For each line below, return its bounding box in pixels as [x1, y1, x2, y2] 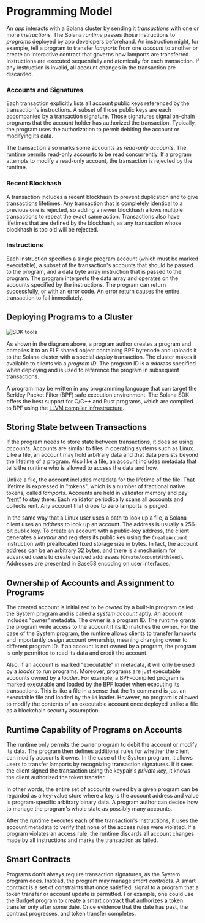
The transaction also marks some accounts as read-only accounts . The [6, 144, 187, 152]
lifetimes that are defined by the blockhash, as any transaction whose [6, 219, 182, 227]
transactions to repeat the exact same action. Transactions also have [6, 212, 180, 220]
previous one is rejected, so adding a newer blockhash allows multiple [6, 206, 184, 213]
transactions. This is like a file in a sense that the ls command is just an [6, 687, 187, 695]
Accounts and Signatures [6, 85, 84, 94]
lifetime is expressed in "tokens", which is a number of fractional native [6, 483, 185, 490]
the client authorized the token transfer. [6, 774, 106, 781]
